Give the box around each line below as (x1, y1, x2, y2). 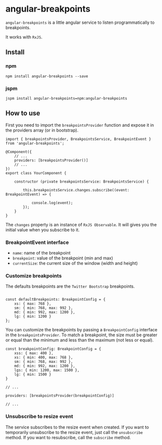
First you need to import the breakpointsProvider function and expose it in (5, 122, 154, 128)
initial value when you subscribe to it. (5, 227, 80, 233)
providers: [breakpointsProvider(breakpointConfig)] (5, 394, 114, 398)
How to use (5, 109, 40, 118)
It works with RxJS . (5, 34, 43, 40)
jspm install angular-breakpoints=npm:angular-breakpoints (5, 96, 128, 101)
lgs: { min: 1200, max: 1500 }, (14, 368, 80, 373)
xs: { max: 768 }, (14, 301, 51, 307)
